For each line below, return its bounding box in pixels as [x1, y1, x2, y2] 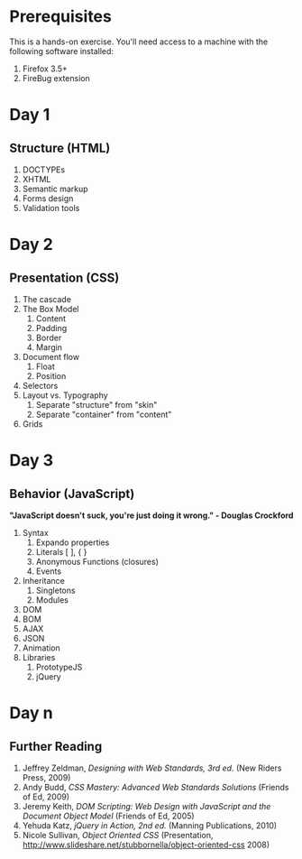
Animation [22, 642, 60, 653]
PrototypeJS [35, 661, 83, 672]
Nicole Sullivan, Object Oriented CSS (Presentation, [22, 829, 214, 840]
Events [35, 566, 61, 577]
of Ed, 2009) [22, 791, 70, 802]
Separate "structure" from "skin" [35, 399, 158, 410]
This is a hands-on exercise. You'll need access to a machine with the [9, 36, 269, 47]
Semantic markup [22, 183, 88, 194]
